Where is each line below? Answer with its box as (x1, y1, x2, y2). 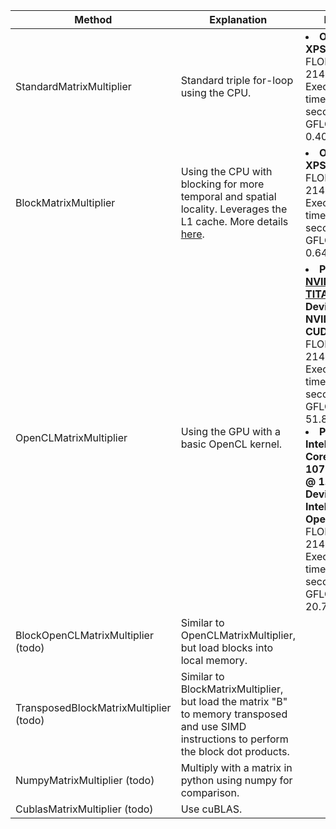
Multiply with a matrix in (180, 761, 293, 774)
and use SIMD (180, 720, 247, 733)
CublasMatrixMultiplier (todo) (15, 802, 154, 816)
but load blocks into (180, 641, 274, 654)
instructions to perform (180, 732, 289, 746)
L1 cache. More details (180, 215, 289, 228)
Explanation (209, 13, 268, 26)
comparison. (180, 786, 240, 799)
